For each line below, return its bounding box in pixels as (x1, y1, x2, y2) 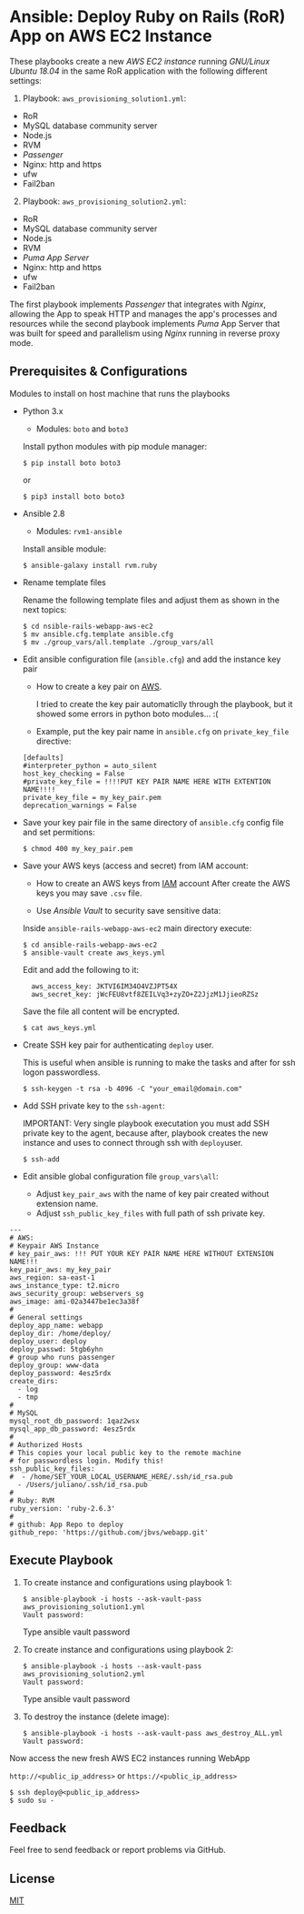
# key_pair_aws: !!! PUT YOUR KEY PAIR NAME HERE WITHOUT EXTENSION (9, 1249, 274, 1258)
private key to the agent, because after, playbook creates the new (22, 1127, 269, 1139)
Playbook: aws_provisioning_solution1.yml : (22, 93, 187, 104)
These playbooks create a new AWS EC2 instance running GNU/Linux (9, 56, 270, 66)
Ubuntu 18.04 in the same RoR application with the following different (9, 66, 268, 76)
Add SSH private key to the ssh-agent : (22, 1099, 165, 1111)
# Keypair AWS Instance (9, 1241, 100, 1251)
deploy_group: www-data (9, 1361, 100, 1370)
